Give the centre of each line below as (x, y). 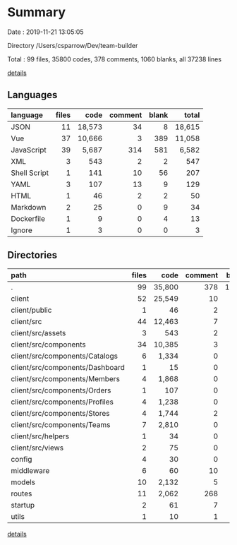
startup (23, 505)
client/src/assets (38, 333)
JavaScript (29, 150)
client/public (31, 310)
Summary (36, 12)
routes (22, 493)
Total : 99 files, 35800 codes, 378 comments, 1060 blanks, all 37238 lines (115, 59)
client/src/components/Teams (61, 424)
